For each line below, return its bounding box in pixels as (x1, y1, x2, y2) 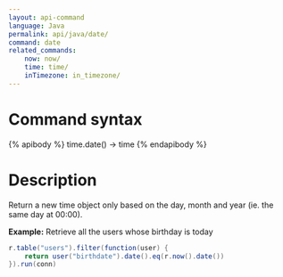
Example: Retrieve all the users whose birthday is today (8, 226, 213, 237)
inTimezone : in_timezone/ (24, 71, 121, 80)
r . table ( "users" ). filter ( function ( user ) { (8, 243, 169, 252)
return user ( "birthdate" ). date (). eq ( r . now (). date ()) (24, 251, 225, 261)
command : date (8, 37, 62, 47)
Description (8, 170, 97, 190)
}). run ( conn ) (8, 260, 57, 269)
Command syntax (8, 109, 143, 129)
